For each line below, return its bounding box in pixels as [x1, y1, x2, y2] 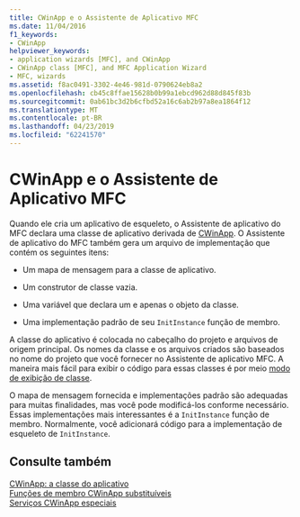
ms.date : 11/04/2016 [9, 22, 87, 31]
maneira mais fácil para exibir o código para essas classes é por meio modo [9, 362, 291, 374]
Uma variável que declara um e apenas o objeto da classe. [22, 299, 240, 310]
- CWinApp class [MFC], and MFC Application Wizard [9, 64, 207, 73]
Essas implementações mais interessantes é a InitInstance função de [9, 409, 269, 420]
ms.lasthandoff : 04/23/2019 [9, 122, 115, 132]
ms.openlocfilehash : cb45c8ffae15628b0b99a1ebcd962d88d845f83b [9, 88, 251, 97]
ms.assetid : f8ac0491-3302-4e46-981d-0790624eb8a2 [9, 80, 203, 89]
